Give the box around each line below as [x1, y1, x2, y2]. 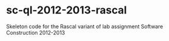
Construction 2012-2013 [6, 29, 65, 36]
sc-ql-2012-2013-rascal [6, 4, 127, 17]
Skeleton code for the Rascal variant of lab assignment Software [6, 23, 163, 30]
